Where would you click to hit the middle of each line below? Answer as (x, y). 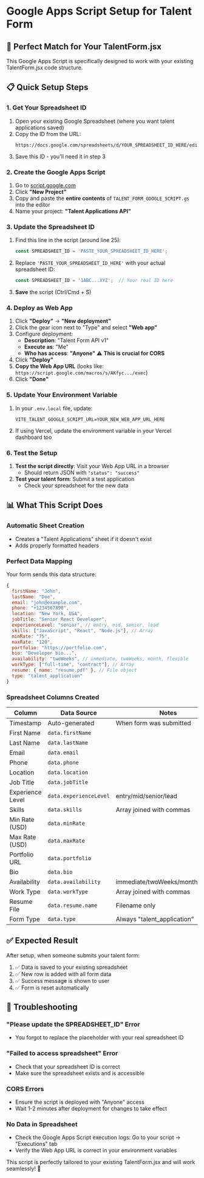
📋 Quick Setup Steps (47, 87)
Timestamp (25, 723)
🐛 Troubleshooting (42, 1007)
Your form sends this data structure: (51, 574)
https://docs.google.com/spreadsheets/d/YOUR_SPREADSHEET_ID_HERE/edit (107, 145)
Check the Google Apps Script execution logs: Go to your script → (98, 1137)
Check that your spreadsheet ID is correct (67, 1066)
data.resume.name (73, 905)
